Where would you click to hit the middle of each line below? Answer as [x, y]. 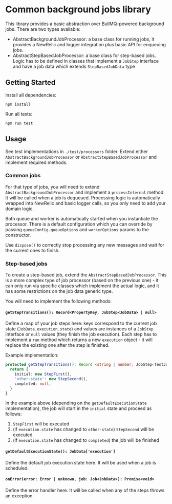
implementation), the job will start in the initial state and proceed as [79, 408]
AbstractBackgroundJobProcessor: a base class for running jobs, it [83, 39]
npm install [18, 104]
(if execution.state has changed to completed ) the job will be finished [86, 440]
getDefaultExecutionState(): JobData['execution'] [60, 452]
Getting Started [30, 82]
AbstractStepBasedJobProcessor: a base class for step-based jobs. [84, 55]
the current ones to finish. [33, 250]
